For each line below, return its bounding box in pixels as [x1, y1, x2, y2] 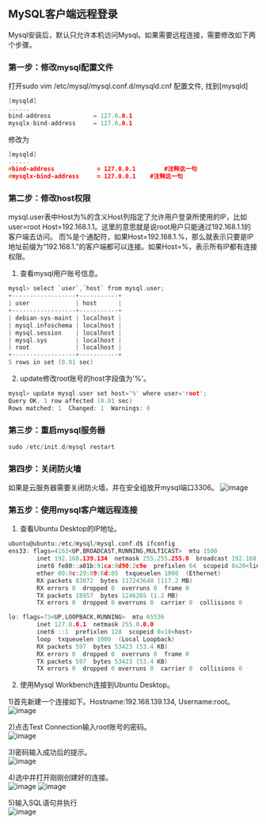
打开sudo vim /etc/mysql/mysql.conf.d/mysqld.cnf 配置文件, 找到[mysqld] [8, 82, 249, 91]
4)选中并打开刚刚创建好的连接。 [8, 772, 113, 783]
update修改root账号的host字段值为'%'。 [19, 374, 150, 383]
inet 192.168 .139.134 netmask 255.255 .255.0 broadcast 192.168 [36, 554, 257, 563]
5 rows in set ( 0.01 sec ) [8, 358, 93, 366]
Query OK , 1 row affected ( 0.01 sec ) [8, 397, 133, 404]
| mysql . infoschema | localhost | [8, 321, 123, 329]
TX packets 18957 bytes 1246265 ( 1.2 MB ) [36, 592, 179, 600]
